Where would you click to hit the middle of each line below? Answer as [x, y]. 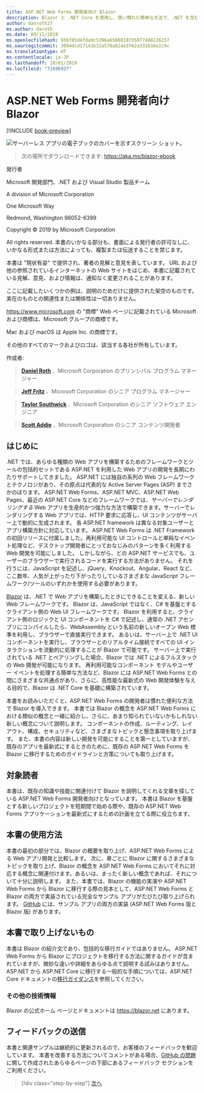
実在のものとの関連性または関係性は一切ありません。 [73, 298]
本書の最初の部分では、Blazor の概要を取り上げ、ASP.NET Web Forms [94, 851]
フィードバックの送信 [46, 1032]
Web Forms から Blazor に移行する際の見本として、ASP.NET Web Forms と [100, 888]
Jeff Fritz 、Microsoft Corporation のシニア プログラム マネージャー [106, 392]
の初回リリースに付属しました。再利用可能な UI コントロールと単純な [93, 538]
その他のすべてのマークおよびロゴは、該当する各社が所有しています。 [93, 345]
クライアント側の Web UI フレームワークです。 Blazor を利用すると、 [92, 612]
